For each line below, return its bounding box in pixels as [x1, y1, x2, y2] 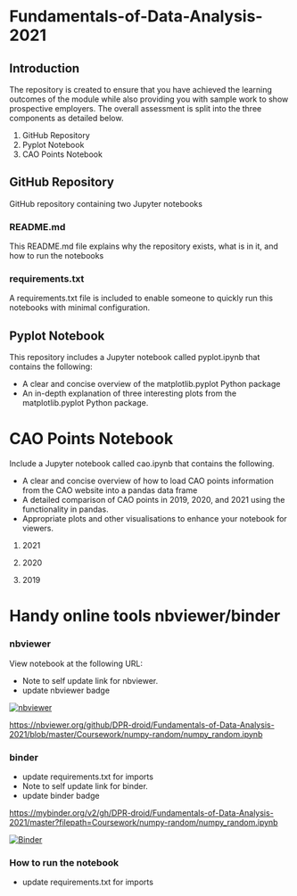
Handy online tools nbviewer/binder [9, 606, 281, 626]
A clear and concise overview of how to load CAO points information [21, 475, 274, 487]
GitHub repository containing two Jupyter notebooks [9, 198, 203, 209]
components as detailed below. [9, 113, 124, 123]
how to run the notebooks [9, 251, 104, 261]
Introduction [9, 61, 80, 76]
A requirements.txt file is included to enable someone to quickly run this [9, 292, 274, 304]
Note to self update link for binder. [21, 780, 149, 791]
